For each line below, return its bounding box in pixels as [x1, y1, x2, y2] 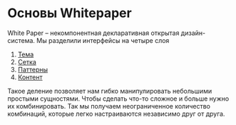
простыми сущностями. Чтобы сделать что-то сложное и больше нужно [7, 94, 230, 103]
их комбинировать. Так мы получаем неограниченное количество [7, 101, 210, 110]
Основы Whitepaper [7, 5, 132, 21]
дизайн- [180, 29, 205, 37]
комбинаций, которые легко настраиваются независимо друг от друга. [7, 109, 225, 118]
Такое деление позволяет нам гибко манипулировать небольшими [7, 86, 212, 95]
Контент [17, 73, 43, 81]
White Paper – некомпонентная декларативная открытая [7, 29, 180, 37]
